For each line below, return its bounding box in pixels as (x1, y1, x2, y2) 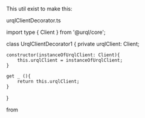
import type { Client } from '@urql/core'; (6, 28, 106, 36)
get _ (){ (6, 73, 31, 79)
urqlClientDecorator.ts (6, 17, 62, 24)
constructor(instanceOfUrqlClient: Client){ (6, 52, 120, 58)
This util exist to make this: (6, 5, 72, 12)
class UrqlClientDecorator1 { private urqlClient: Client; (6, 41, 140, 47)
